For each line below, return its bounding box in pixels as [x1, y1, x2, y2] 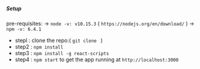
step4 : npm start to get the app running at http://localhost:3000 [14, 56, 179, 63]
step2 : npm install [14, 43, 64, 50]
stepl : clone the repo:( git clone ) [14, 37, 103, 44]
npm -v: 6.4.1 [6, 26, 42, 32]
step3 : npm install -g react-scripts [14, 49, 109, 56]
